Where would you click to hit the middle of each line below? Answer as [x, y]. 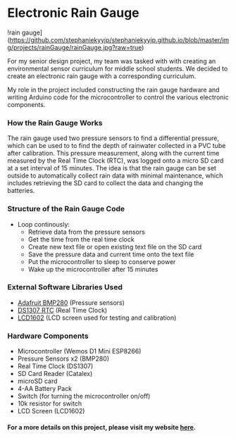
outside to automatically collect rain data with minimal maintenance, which [115, 176]
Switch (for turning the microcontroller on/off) [84, 396]
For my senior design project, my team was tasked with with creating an [112, 61]
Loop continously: [44, 224]
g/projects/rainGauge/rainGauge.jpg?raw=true [75, 47]
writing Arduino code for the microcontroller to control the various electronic [118, 97]
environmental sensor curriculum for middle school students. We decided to [118, 68]
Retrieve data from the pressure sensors [87, 232]
